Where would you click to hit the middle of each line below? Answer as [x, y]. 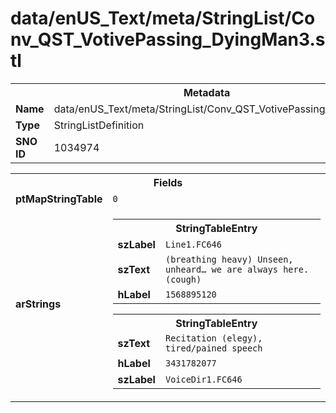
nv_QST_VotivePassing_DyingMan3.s [168, 39]
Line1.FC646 [193, 244]
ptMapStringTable [59, 199]
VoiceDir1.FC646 [203, 379]
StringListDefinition [99, 125]
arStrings [38, 304]
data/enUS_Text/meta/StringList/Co [163, 18]
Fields [168, 182]
